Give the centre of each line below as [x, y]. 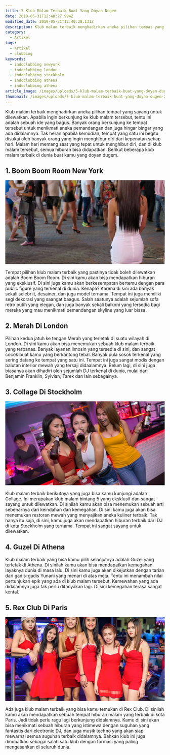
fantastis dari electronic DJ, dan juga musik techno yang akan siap [74, 731]
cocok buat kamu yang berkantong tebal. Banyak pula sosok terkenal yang [83, 354]
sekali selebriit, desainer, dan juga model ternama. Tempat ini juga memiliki [83, 294]
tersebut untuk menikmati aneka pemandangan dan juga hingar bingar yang [84, 128]
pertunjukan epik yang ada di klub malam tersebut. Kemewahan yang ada [82, 581]
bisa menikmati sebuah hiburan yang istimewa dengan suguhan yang [77, 725]
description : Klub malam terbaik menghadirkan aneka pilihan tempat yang [85, 27]
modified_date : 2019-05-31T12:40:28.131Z [50, 21]
